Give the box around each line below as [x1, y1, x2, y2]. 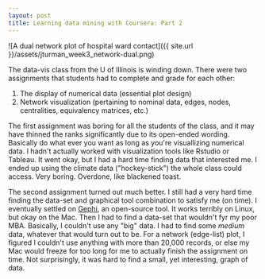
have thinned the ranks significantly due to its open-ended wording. [8, 129, 230, 139]
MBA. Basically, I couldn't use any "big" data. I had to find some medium [8, 220, 245, 231]
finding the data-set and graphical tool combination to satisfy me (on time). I [8, 196, 258, 205]
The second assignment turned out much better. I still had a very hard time [8, 187, 252, 196]
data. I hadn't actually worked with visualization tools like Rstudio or [8, 146, 230, 156]
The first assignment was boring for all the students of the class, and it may [8, 121, 255, 130]
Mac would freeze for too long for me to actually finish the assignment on [8, 246, 248, 255]
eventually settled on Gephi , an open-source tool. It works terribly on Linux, [8, 203, 255, 213]
